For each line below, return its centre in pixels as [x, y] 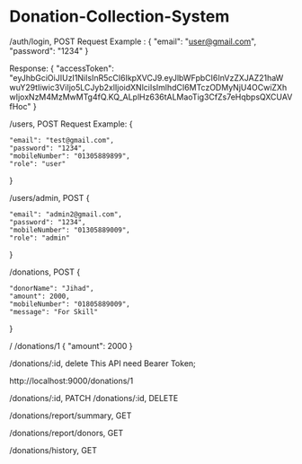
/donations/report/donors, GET [67, 433]
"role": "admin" [40, 238]
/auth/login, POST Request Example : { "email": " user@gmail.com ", [133, 41]
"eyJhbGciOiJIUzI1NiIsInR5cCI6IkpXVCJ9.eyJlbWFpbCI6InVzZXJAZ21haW [147, 77]
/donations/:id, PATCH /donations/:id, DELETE [94, 398]
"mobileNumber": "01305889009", [70, 230]
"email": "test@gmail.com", [62, 140]
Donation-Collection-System [120, 17]
